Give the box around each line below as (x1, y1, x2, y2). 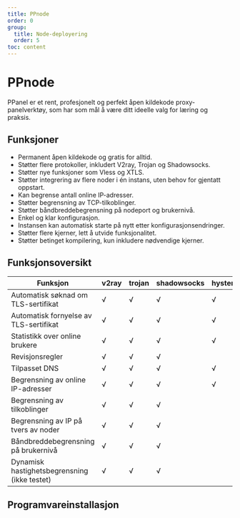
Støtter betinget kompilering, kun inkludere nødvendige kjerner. (17, 236, 205, 245)
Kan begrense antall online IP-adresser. (17, 191, 134, 199)
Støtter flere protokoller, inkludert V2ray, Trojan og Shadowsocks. (17, 160, 211, 168)
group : (7, 24, 27, 31)
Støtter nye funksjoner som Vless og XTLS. (17, 168, 144, 176)
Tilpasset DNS (11, 363, 59, 373)
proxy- (175, 98, 196, 106)
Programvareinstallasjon (7, 499, 119, 511)
